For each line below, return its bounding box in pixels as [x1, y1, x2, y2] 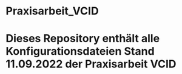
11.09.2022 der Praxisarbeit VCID [5, 57, 177, 71]
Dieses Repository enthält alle [5, 32, 160, 46]
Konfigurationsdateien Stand [5, 45, 155, 58]
